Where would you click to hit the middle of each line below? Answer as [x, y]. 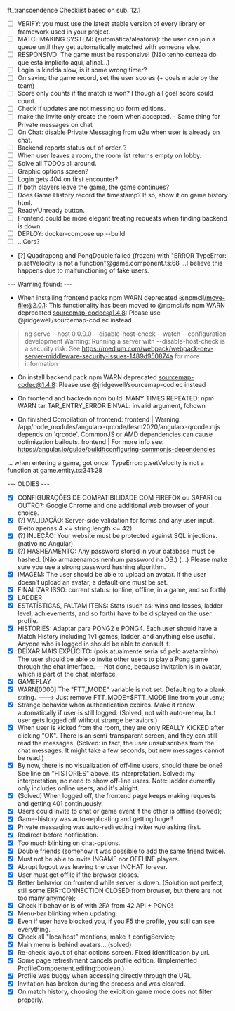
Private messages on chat [55, 124]
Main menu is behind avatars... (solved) [74, 945]
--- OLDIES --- [29, 484]
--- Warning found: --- [40, 285]
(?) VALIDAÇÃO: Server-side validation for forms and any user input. [116, 521]
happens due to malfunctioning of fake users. [83, 270]
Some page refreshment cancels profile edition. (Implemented [107, 960]
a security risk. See [52, 349]
